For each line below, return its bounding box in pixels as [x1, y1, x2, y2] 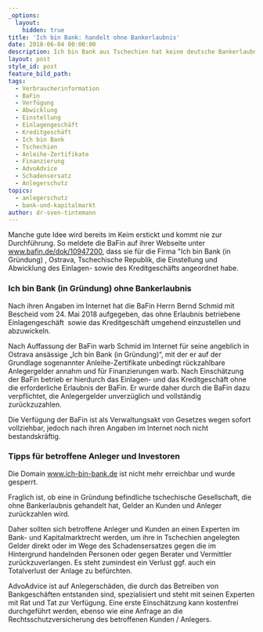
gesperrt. [8, 477, 38, 487]
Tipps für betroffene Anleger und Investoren [8, 451, 180, 462]
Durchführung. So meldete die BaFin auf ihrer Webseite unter [8, 239, 206, 248]
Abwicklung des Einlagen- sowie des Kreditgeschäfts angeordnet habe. [8, 264, 239, 273]
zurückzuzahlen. [8, 400, 62, 409]
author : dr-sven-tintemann [8, 209, 96, 217]
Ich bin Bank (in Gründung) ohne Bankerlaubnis [8, 283, 192, 294]
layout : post [8, 56, 51, 64]
